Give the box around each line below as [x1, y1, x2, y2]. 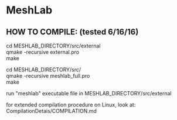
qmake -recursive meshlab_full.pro [6, 73, 90, 79]
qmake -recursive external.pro [6, 49, 80, 56]
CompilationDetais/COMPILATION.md [6, 108, 97, 114]
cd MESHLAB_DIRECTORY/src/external [6, 42, 101, 49]
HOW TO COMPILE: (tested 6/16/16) [6, 27, 139, 37]
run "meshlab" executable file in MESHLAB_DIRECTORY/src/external [6, 90, 172, 97]
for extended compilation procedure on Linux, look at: [6, 101, 136, 108]
